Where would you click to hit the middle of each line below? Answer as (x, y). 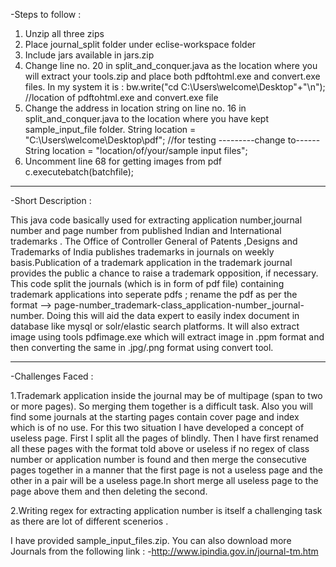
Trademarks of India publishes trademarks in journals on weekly (142, 252)
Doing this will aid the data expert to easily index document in (173, 315)
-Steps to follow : (46, 14)
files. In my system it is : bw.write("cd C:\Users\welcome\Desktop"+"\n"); (175, 87)
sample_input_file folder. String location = (110, 129)
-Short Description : (51, 200)
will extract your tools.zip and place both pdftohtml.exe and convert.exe (172, 76)
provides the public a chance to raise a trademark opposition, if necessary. (164, 273)
